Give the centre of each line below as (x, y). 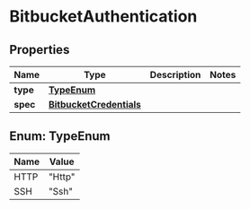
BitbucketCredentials (95, 104)
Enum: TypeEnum (60, 136)
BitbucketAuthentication (103, 17)
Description (175, 75)
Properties (40, 50)
